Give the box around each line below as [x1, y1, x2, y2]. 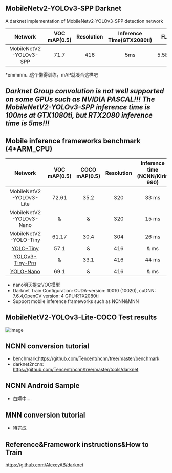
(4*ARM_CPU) [5, 144, 53, 153]
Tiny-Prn [14, 259, 37, 267]
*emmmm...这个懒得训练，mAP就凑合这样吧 [5, 71, 98, 78]
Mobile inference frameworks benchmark [5, 136, 141, 145]
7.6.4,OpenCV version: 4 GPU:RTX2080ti [12, 293, 99, 299]
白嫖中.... [12, 395, 32, 402]
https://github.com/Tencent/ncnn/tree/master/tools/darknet [12, 366, 139, 372]
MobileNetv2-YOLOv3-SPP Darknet [5, 4, 122, 13]
